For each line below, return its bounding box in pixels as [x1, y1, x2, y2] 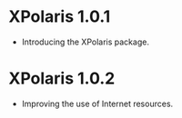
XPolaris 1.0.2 [8, 68, 116, 89]
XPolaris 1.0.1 [8, 6, 111, 27]
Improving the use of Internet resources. [21, 98, 174, 109]
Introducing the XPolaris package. [21, 36, 149, 47]
